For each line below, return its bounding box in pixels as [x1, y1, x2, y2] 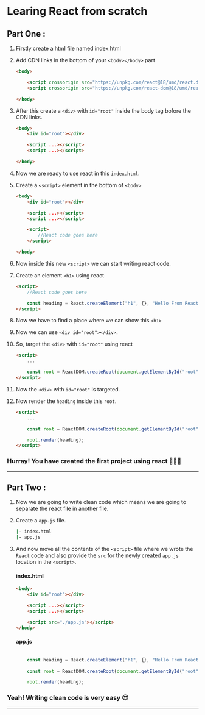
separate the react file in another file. [15, 505, 109, 513]
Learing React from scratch [7, 4, 148, 18]
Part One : [7, 29, 46, 39]
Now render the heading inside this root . [15, 397, 117, 405]
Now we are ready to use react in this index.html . [15, 169, 140, 177]
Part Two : [7, 482, 46, 493]
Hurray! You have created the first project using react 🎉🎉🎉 [7, 457, 182, 466]
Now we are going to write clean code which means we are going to [15, 499, 187, 506]
